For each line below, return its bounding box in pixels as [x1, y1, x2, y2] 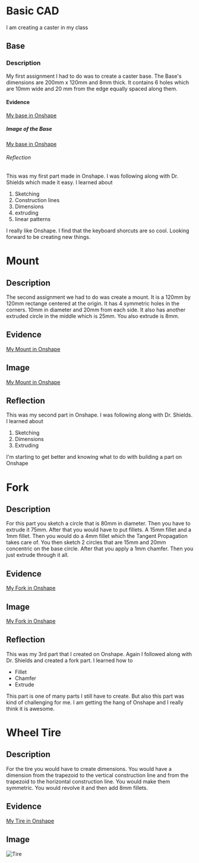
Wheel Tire [6, 726, 61, 739]
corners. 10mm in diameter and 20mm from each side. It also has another [6, 306, 186, 313]
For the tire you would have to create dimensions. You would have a [6, 765, 172, 772]
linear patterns [14, 216, 51, 222]
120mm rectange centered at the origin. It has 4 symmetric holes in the [6, 300, 180, 307]
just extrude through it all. [6, 552, 70, 559]
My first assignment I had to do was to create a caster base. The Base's [6, 73, 182, 80]
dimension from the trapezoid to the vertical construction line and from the [6, 771, 189, 779]
